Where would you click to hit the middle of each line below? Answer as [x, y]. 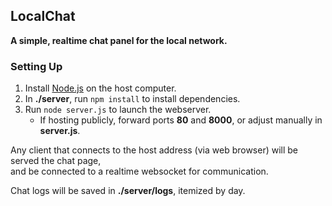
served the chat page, [56, 161]
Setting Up [36, 66]
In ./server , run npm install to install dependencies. [132, 99]
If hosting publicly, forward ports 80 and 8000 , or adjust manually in [181, 120]
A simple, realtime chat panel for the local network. [119, 40]
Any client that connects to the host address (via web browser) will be [154, 150]
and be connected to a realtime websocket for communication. [139, 171]
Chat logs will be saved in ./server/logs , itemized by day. [128, 191]
